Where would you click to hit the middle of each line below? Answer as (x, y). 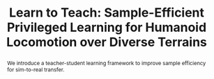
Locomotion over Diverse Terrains (107, 42)
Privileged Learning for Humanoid (107, 27)
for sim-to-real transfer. (36, 70)
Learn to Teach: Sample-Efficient (107, 13)
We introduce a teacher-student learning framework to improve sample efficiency (106, 63)
